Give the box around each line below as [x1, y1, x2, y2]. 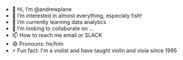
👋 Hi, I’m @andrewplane [11, 6, 72, 13]
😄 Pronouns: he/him [11, 40, 63, 47]
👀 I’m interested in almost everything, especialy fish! [11, 12, 142, 19]
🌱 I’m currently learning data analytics [11, 19, 107, 25]
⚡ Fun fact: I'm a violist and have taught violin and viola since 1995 [11, 47, 177, 54]
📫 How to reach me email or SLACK [11, 32, 103, 38]
